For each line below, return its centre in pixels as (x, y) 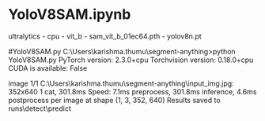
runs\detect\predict (40, 108)
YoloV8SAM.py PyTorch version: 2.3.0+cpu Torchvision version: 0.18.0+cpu (131, 60)
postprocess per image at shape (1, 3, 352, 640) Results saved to (114, 100)
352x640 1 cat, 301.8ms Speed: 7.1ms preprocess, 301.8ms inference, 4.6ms (132, 91)
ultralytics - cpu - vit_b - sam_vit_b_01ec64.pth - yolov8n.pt (105, 36)
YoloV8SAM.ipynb (70, 15)
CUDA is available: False (48, 68)
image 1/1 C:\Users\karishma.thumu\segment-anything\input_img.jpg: (121, 83)
